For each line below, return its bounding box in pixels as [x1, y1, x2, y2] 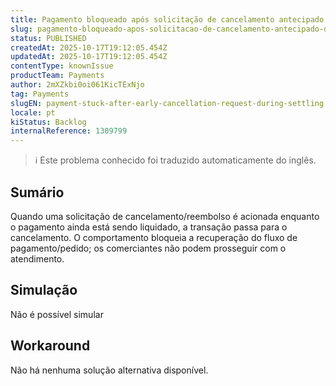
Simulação [10, 282, 78, 299]
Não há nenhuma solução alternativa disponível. [10, 364, 209, 376]
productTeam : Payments [10, 71, 105, 81]
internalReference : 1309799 [10, 126, 128, 136]
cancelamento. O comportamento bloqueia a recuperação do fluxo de [10, 231, 298, 243]
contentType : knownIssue [10, 61, 114, 71]
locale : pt [10, 107, 56, 118]
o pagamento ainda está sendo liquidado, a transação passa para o [10, 221, 288, 233]
